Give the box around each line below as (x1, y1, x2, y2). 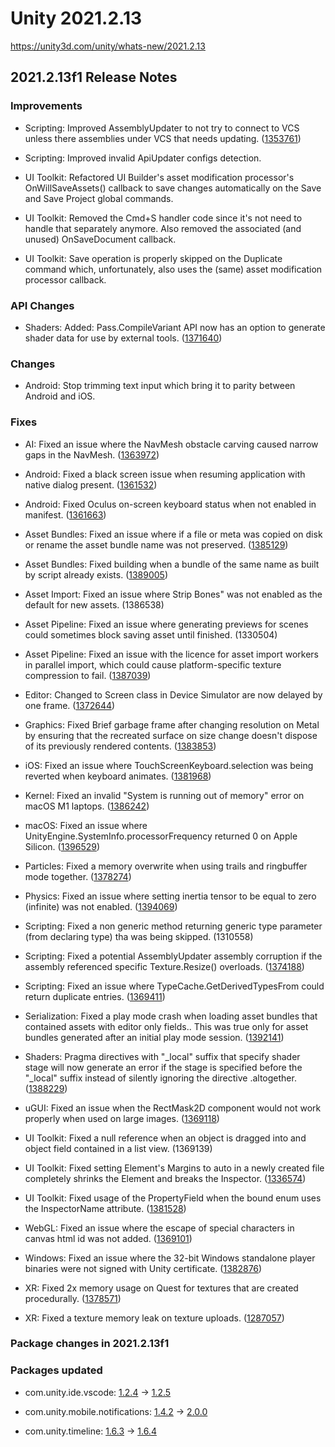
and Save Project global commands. (24, 192, 174, 204)
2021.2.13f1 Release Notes (10, 69, 178, 86)
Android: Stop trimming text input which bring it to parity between (24, 380, 296, 392)
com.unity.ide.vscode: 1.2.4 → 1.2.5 (24, 1386, 172, 1398)
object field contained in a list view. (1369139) (24, 1142, 213, 1154)
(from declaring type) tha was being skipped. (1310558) (24, 930, 254, 942)
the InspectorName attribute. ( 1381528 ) (24, 1202, 187, 1214)
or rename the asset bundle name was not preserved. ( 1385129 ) (24, 538, 289, 551)
